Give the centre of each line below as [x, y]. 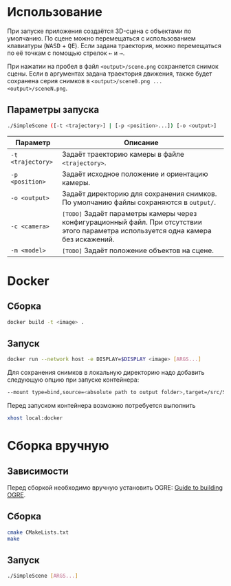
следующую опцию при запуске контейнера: [73, 380]
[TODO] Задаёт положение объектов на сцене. [138, 250]
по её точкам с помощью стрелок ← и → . [66, 53]
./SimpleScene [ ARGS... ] [43, 576]
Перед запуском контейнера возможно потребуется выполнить [101, 406]
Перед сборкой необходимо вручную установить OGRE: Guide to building [115, 487]
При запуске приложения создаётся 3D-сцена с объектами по [99, 31]
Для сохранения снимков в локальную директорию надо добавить [106, 373]
